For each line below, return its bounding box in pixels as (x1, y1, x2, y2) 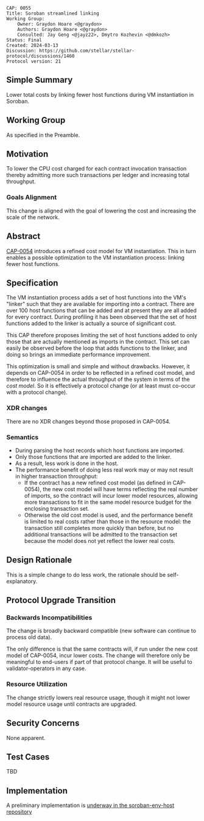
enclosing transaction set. (24, 505, 90, 512)
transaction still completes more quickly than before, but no (24, 524, 174, 531)
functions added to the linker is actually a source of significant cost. (6, 320, 177, 327)
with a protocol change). (6, 389, 68, 396)
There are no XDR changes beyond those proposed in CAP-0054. (6, 417, 171, 425)
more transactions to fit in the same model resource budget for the (24, 498, 192, 506)
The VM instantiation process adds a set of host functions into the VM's (6, 294, 187, 301)
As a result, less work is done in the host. (15, 459, 119, 467)
